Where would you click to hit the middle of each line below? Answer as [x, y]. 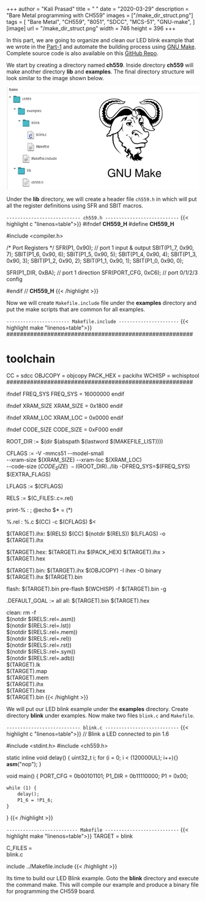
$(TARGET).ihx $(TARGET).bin [44, 577]
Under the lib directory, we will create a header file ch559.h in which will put [102, 199]
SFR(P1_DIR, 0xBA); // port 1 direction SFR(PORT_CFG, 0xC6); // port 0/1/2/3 [102, 273]
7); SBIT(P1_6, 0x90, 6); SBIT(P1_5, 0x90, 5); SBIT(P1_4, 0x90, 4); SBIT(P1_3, [102, 254]
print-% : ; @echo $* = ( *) [39, 510]
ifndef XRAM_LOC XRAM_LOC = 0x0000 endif [65, 418]
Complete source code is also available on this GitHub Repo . [83, 53]
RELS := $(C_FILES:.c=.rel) [40, 498]
